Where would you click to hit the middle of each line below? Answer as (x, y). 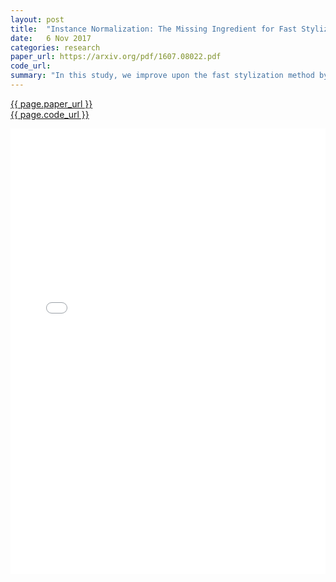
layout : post (37, 19)
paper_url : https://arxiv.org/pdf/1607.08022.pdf (116, 57)
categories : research (55, 47)
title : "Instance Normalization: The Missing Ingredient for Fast (154, 29)
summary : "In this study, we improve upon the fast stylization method (162, 76)
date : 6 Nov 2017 (51, 38)
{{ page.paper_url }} (51, 103)
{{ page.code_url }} (50, 114)
